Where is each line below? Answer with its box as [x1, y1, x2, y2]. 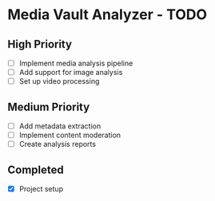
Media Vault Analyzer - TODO [7, 6, 208, 24]
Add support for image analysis [18, 68, 123, 77]
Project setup [18, 184, 64, 193]
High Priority [7, 37, 73, 51]
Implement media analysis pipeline [18, 58, 133, 68]
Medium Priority [7, 100, 90, 113]
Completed [7, 163, 65, 176]
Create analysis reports [18, 140, 97, 149]
